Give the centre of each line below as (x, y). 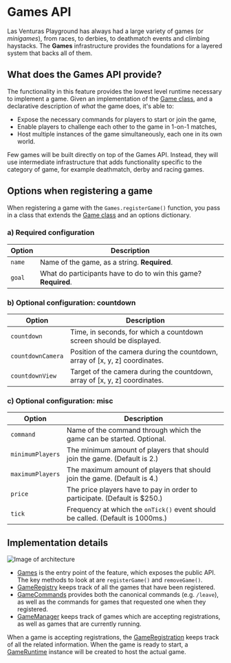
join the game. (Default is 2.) (112, 459)
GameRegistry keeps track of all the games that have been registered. (116, 587)
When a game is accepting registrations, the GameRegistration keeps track (113, 637)
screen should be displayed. (115, 340)
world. (26, 141)
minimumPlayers (35, 455)
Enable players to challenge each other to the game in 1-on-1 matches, (117, 126)
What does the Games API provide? (85, 75)
